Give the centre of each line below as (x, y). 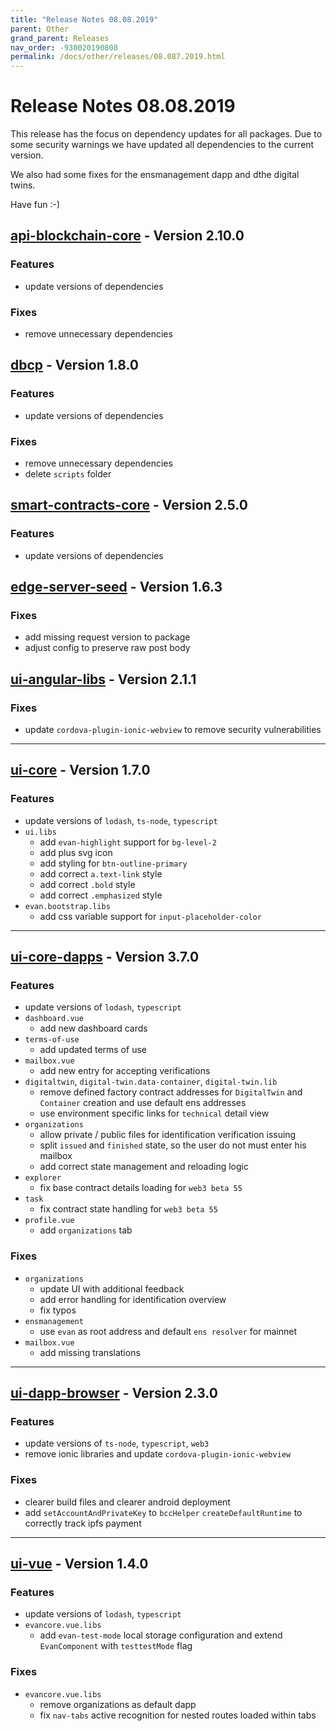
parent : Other (40, 29)
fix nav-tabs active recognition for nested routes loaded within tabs (178, 1715)
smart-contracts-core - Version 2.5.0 (129, 505)
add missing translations (90, 1352)
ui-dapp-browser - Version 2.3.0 (114, 1393)
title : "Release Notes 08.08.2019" (84, 19)
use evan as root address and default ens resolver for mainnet (168, 1331)
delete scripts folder (68, 474)
